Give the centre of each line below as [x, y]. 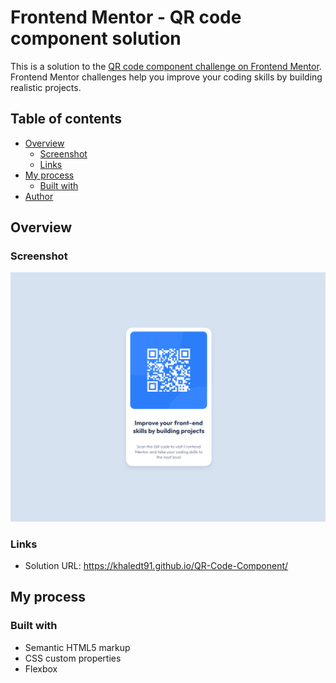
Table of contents [66, 119]
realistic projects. [46, 87]
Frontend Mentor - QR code [126, 17]
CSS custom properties [73, 658]
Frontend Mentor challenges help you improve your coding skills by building [166, 77]
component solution [96, 38]
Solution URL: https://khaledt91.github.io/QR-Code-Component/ [156, 565]
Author [39, 196]
